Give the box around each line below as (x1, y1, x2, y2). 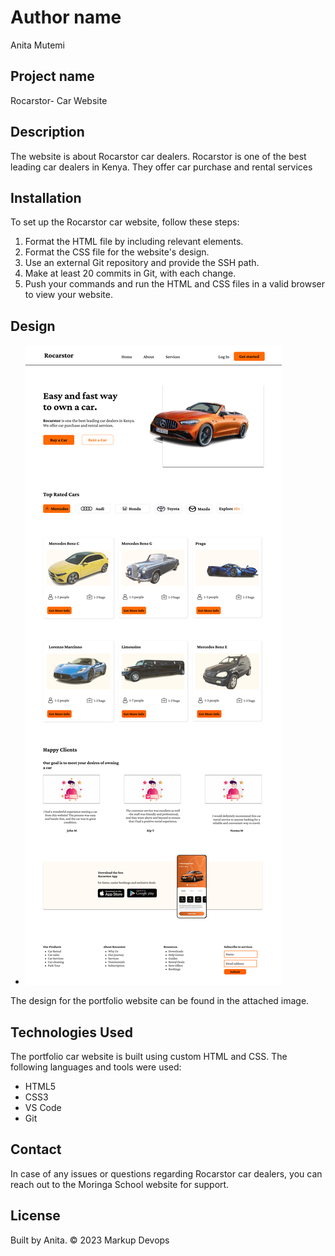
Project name (10, 68, 95, 85)
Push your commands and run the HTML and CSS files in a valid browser (24, 278, 325, 290)
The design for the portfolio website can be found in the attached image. (10, 995, 310, 1007)
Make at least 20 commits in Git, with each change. (24, 267, 237, 280)
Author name (10, 6, 122, 29)
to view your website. (24, 289, 113, 301)
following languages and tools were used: (10, 1061, 182, 1073)
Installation (10, 189, 82, 206)
